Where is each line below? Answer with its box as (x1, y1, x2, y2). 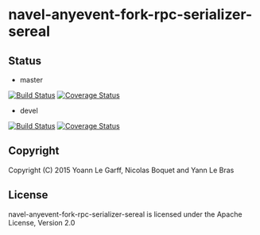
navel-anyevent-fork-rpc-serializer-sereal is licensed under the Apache (8, 209, 243, 219)
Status (8, 54, 42, 67)
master (19, 75, 44, 84)
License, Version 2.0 (8, 218, 76, 227)
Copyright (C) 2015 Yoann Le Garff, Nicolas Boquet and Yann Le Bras (8, 165, 235, 175)
